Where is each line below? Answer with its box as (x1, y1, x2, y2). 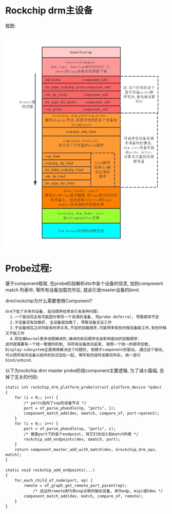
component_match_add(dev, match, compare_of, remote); (24, 494, 144, 499)
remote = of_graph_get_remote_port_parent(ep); (24, 483, 127, 488)
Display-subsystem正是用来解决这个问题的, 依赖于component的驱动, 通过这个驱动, (5, 347, 165, 353)
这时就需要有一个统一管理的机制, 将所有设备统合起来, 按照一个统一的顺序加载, (5, 342, 150, 347)
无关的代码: (14, 374, 39, 380)
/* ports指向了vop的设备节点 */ (24, 400, 87, 406)
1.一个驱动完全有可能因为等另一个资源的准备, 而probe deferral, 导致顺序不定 (10, 315, 159, 320)
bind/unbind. (5, 358, 33, 363)
